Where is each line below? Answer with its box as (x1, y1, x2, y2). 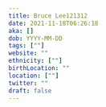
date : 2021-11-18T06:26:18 (8, 19, 99, 27)
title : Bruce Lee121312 (8, 11, 88, 20)
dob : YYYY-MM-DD (8, 34, 63, 43)
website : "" (8, 49, 48, 57)
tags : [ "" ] (8, 42, 45, 50)
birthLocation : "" (8, 64, 70, 72)
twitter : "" (8, 79, 48, 87)
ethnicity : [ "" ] (8, 57, 63, 65)
